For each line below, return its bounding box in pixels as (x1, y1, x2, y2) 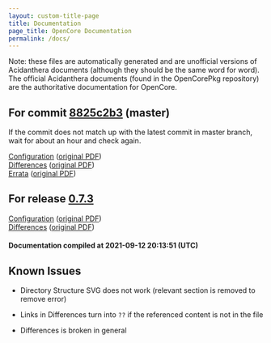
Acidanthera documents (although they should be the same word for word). (8, 66, 260, 75)
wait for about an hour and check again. (8, 136, 142, 146)
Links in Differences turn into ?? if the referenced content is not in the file (19, 310, 264, 320)
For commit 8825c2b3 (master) (8, 106, 170, 120)
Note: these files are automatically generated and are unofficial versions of (8, 57, 257, 66)
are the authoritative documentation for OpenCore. (8, 83, 178, 92)
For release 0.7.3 (8, 192, 95, 206)
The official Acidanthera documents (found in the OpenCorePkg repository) (8, 74, 260, 83)
